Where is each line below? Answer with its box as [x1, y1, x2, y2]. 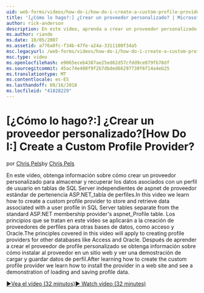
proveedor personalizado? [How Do [6, 127, 186, 141]
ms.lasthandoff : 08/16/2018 [6, 83, 78, 89]
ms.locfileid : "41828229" [6, 88, 72, 94]
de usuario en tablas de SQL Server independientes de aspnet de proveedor [6, 184, 197, 192]
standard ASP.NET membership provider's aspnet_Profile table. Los [6, 210, 175, 217]
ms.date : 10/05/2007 [6, 37, 59, 43]
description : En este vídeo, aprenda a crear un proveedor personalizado [6, 25, 197, 32]
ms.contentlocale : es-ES [6, 76, 69, 83]
